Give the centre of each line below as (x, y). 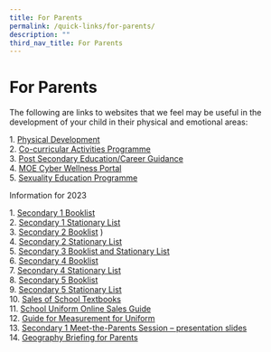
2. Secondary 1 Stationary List (65, 223)
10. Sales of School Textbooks (65, 300)
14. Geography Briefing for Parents (74, 338)
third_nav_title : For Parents (66, 43)
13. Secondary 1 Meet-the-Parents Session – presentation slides (128, 328)
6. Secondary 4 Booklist (54, 261)
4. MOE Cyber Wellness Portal (65, 169)
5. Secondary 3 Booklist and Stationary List (89, 251)
